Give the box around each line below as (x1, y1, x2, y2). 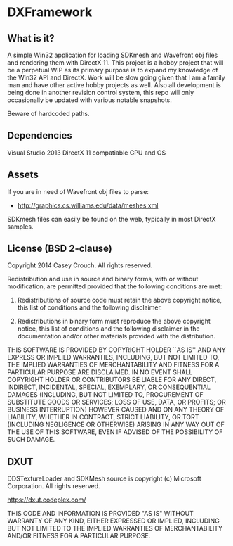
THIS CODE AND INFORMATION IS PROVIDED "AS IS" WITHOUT (7, 509, 194, 518)
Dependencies (7, 129, 72, 141)
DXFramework (7, 4, 93, 20)
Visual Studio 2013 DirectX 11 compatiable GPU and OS (7, 148, 166, 157)
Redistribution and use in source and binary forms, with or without (7, 275, 199, 284)
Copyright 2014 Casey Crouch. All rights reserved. (7, 261, 153, 269)
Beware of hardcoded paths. (7, 110, 90, 118)
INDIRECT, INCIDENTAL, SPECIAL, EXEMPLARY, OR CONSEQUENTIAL (7, 383, 211, 391)
